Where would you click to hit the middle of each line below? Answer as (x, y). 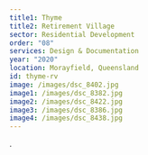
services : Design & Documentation (74, 51)
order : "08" (32, 43)
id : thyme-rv (34, 77)
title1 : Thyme (36, 18)
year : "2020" (34, 59)
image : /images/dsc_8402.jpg (64, 85)
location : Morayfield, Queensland (74, 68)
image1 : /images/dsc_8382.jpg (66, 93)
